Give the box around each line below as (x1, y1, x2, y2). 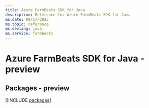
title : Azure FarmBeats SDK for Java (5, 7, 85, 13)
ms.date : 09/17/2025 (5, 17, 49, 22)
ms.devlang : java (5, 26, 42, 31)
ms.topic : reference (5, 21, 49, 27)
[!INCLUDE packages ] (5, 97, 51, 103)
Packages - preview (5, 84, 70, 92)
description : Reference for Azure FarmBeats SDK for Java (5, 12, 131, 17)
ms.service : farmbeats (5, 31, 53, 36)
